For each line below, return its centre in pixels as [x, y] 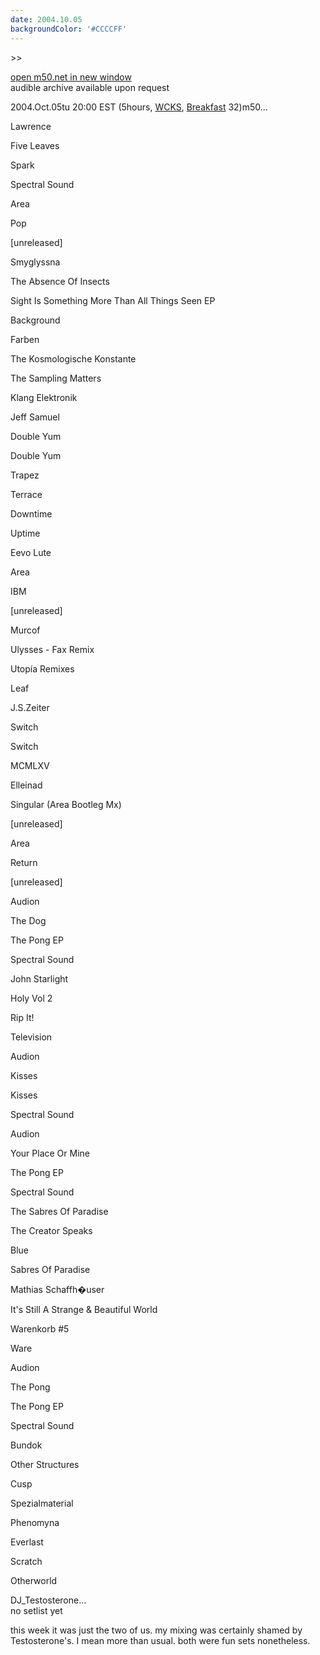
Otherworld [34, 1580]
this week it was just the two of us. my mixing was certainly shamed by [156, 1630]
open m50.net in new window [71, 77]
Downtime [31, 513]
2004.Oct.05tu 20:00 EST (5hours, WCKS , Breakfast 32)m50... [139, 107]
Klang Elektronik [44, 397]
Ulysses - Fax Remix [52, 649]
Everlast [27, 1542]
